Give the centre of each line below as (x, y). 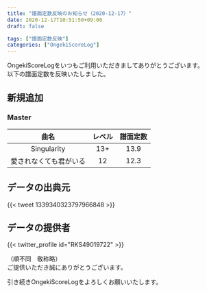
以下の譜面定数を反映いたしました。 (58, 74)
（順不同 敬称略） (34, 259)
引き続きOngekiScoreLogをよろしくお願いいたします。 (85, 282)
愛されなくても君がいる (48, 161)
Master (20, 117)
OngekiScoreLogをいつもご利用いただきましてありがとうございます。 (106, 65)
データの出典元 (39, 188)
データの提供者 (39, 228)
